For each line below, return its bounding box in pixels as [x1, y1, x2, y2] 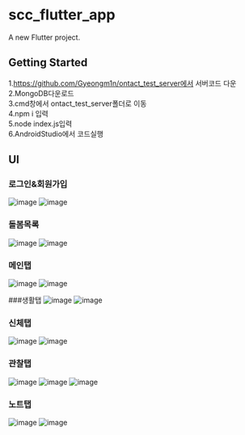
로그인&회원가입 [8, 179, 68, 190]
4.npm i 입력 [8, 108, 49, 118]
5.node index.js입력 [8, 119, 73, 129]
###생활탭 [8, 295, 42, 305]
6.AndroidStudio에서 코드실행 [8, 129, 103, 138]
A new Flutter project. [8, 32, 81, 42]
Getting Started [8, 56, 88, 70]
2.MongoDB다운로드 [8, 88, 74, 98]
